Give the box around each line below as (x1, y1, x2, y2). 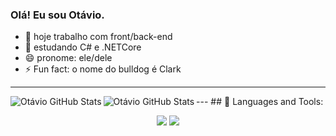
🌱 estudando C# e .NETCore (24, 41, 142, 53)
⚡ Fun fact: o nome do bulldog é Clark (24, 63, 182, 75)
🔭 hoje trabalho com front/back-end (24, 31, 173, 43)
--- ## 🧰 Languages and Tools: (196, 96, 324, 108)
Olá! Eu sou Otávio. (10, 8, 105, 22)
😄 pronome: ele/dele (24, 52, 113, 64)
